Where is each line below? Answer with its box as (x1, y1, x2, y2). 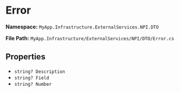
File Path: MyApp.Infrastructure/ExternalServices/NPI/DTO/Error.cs (5, 34, 175, 41)
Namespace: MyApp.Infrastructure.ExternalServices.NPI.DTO (5, 23, 159, 30)
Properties (5, 52, 46, 62)
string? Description (14, 69, 65, 75)
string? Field (14, 75, 49, 81)
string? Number (14, 81, 52, 87)
